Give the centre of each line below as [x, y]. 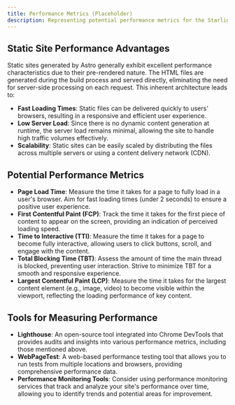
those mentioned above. [52, 349]
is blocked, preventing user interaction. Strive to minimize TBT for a [114, 266]
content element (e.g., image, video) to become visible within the [111, 288]
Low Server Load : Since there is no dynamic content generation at [113, 124]
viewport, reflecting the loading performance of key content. [105, 296]
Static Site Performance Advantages [88, 49]
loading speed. [39, 229]
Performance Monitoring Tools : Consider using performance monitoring [122, 378]
